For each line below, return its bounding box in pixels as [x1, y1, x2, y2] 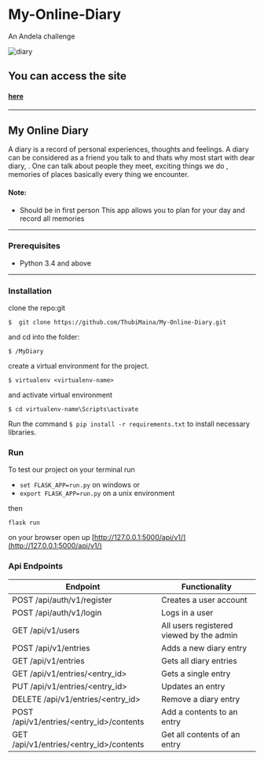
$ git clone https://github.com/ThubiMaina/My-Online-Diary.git [8, 318, 226, 327]
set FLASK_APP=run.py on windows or [19, 480, 140, 490]
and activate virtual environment [8, 391, 112, 400]
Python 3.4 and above [19, 258, 92, 268]
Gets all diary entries [160, 655, 237, 666]
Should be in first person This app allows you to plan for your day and [19, 205, 245, 215]
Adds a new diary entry [160, 642, 247, 653]
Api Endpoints [8, 560, 64, 571]
